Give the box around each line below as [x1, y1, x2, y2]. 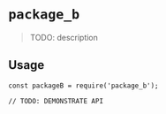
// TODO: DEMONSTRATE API [8, 96, 103, 105]
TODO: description [29, 32, 99, 42]
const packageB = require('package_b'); [8, 81, 160, 90]
